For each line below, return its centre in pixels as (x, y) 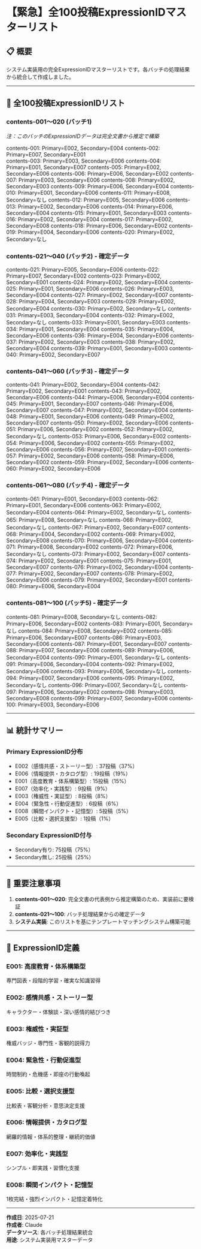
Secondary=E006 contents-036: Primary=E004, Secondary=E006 (88, 335)
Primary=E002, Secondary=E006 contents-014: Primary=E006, (95, 206)
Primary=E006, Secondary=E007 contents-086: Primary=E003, (84, 637)
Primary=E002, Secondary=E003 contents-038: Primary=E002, (97, 342)
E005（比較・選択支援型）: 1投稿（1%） (64, 818)
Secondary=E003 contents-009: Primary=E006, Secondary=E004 (88, 186)
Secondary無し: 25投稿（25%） (54, 857)
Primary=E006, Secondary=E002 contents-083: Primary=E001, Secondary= (100, 624)
